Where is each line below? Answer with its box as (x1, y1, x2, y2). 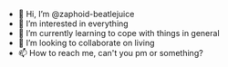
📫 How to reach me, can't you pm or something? (17, 48, 203, 58)
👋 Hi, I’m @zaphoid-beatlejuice (17, 9, 135, 19)
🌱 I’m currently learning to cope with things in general (17, 28, 221, 38)
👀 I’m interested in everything (17, 18, 130, 29)
